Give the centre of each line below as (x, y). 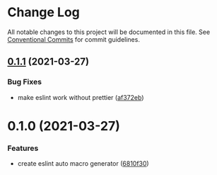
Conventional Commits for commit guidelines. (74, 39)
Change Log (43, 12)
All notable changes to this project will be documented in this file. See (109, 32)
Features (23, 148)
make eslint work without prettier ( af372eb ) (81, 97)
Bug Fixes (25, 82)
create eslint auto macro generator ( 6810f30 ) (83, 164)
